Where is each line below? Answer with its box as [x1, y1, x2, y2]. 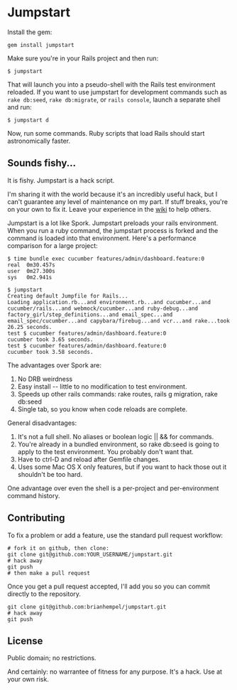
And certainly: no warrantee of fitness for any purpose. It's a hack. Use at [7, 667, 222, 676]
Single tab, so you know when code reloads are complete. [17, 404, 188, 413]
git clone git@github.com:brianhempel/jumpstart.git [7, 603, 167, 610]
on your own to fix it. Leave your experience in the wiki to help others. [7, 205, 211, 213]
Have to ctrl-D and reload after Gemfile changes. [17, 455, 161, 463]
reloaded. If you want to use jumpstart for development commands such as [7, 87, 227, 96]
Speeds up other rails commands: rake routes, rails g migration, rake [17, 389, 218, 398]
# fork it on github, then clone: [7, 544, 110, 551]
